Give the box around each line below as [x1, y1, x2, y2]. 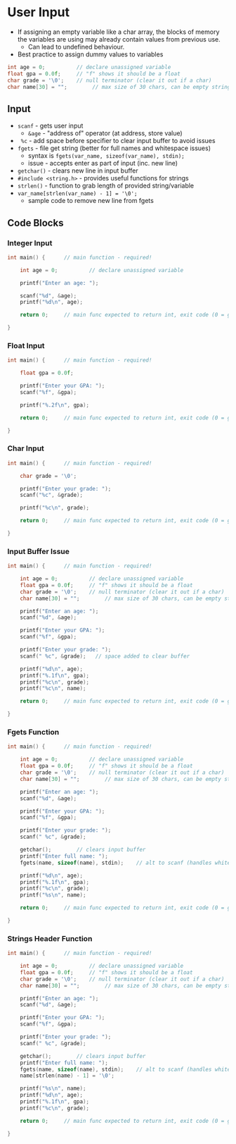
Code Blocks [7, 216, 64, 229]
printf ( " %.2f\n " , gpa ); [20, 401, 90, 409]
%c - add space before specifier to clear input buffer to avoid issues [20, 137, 216, 145]
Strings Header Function [7, 933, 93, 943]
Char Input [7, 443, 44, 453]
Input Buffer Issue [7, 546, 70, 556]
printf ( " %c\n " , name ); [20, 685, 86, 692]
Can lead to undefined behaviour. [27, 42, 125, 51]
